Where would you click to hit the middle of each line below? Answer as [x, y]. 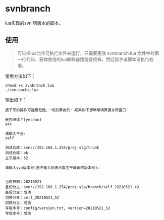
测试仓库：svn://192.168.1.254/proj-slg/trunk [52, 147]
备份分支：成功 [18, 192]
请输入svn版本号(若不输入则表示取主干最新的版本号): [53, 168]
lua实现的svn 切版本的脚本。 [34, 23]
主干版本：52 [17, 158]
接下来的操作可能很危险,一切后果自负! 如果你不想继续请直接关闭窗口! [67, 110]
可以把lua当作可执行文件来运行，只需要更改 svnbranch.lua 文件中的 [86, 53]
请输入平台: [16, 134]
